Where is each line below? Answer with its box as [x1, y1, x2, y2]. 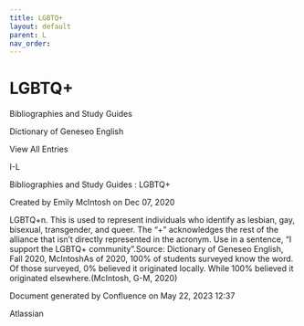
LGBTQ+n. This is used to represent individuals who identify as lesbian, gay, [9, 215, 295, 226]
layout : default [9, 22, 71, 31]
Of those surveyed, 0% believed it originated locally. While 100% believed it [9, 263, 294, 274]
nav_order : [9, 38, 51, 48]
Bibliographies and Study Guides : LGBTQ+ [9, 179, 171, 190]
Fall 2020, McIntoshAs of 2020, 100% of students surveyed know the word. [9, 253, 294, 265]
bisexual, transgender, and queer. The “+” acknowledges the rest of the [9, 225, 279, 236]
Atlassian [9, 308, 44, 320]
